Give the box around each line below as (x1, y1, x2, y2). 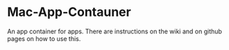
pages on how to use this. (7, 34, 81, 42)
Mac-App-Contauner (7, 4, 132, 20)
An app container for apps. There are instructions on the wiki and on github (7, 27, 222, 35)
